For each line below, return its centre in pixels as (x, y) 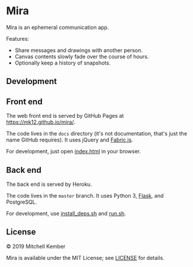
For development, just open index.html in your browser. (74, 152)
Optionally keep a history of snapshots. (63, 63)
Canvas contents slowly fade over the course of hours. (82, 56)
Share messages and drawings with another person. (79, 50)
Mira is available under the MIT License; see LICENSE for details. (85, 258)
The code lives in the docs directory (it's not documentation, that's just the (97, 134)
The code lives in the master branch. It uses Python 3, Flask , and (85, 195)
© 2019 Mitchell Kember (36, 246)
